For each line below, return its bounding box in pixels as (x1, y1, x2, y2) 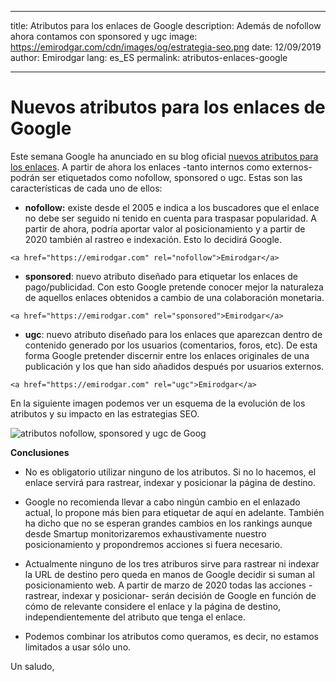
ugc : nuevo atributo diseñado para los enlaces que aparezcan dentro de (24, 328, 323, 340)
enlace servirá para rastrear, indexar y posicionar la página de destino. (24, 476, 316, 488)
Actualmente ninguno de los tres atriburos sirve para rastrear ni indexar (24, 557, 320, 570)
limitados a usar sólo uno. (24, 641, 132, 653)
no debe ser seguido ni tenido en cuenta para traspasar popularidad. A (24, 212, 317, 224)
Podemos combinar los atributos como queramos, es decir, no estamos (24, 630, 319, 642)
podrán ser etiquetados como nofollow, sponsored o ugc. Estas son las (10, 171, 303, 183)
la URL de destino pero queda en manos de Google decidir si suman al (24, 568, 315, 580)
